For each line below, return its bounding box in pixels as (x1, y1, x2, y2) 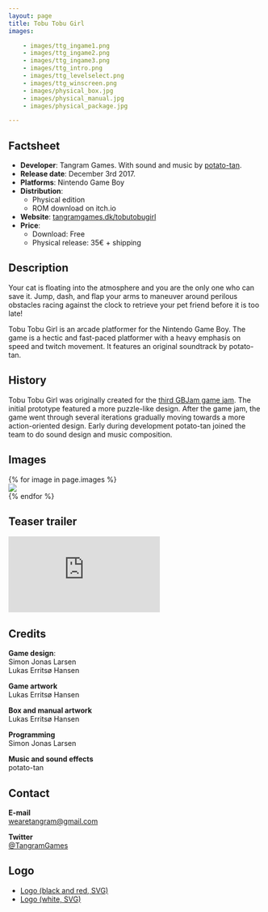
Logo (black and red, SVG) (19, 885, 109, 895)
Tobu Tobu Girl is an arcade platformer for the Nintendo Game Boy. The (8, 324, 246, 334)
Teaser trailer (8, 514, 77, 528)
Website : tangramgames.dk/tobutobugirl (19, 212, 157, 222)
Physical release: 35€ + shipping (31, 238, 141, 248)
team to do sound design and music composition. (8, 429, 173, 439)
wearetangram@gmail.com (8, 816, 98, 826)
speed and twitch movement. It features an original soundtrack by (8, 341, 228, 351)
